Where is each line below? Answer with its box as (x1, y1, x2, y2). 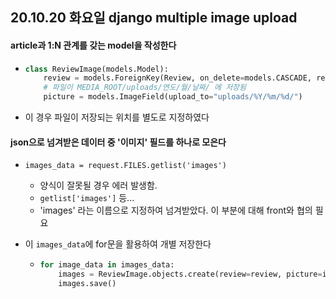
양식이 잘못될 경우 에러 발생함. (39, 179, 158, 192)
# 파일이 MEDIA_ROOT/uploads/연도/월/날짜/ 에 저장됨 (43, 83, 247, 93)
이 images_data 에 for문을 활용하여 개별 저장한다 (24, 238, 212, 250)
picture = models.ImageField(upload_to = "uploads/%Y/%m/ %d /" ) (43, 92, 303, 102)
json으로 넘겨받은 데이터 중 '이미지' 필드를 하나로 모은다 (10, 136, 227, 148)
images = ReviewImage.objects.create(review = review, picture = (58, 269, 323, 280)
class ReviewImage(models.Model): (24, 64, 169, 74)
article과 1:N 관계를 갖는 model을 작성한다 (10, 39, 177, 51)
